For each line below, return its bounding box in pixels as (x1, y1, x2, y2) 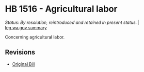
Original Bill (12, 61, 35, 67)
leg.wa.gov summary (5, 24, 47, 30)
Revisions (5, 48, 35, 56)
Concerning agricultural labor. (5, 34, 65, 40)
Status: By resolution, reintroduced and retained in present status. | (5, 19, 140, 25)
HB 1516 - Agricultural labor (5, 3, 118, 15)
